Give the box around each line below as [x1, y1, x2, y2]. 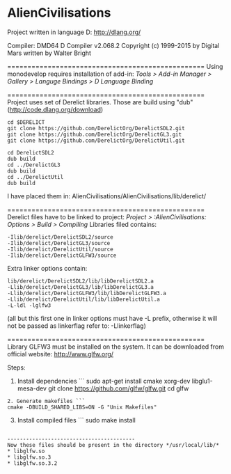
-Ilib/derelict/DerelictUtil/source [7, 246, 113, 253]
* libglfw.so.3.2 [7, 459, 58, 467]
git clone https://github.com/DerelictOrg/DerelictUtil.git [7, 137, 186, 144]
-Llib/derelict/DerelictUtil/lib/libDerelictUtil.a [7, 296, 160, 303]
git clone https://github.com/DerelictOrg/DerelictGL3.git [7, 131, 182, 138]
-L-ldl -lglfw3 [7, 301, 51, 309]
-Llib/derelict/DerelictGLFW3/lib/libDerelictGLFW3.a [7, 290, 167, 297]
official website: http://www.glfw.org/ [7, 349, 113, 358]
